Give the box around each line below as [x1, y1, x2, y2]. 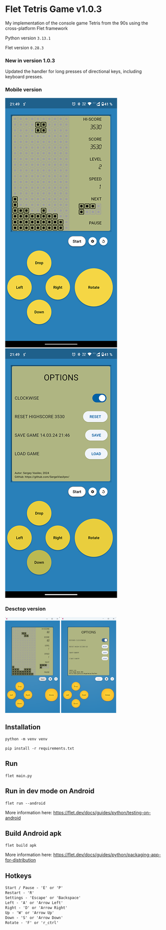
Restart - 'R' [5, 891, 35, 896]
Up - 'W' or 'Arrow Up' [5, 911, 55, 916]
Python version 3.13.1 [5, 35, 51, 41]
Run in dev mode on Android [5, 787, 95, 795]
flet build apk [5, 843, 37, 848]
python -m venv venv [5, 737, 48, 742]
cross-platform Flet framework [5, 25, 68, 31]
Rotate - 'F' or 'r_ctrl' [5, 921, 59, 926]
